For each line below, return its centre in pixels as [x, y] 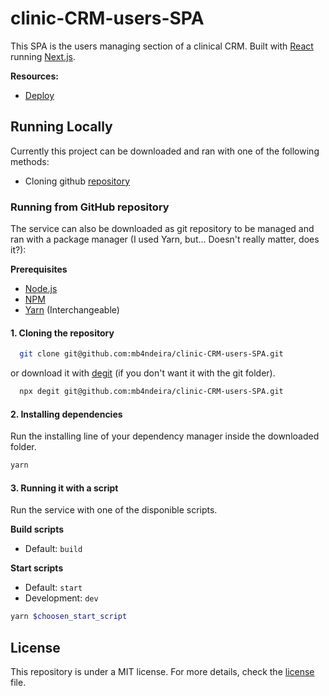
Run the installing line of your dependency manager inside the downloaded [165, 436]
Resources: [34, 76]
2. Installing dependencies [66, 414]
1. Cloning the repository [62, 333]
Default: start [53, 588]
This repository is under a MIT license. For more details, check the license [162, 671]
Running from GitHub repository [90, 207]
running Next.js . [43, 56]
